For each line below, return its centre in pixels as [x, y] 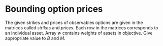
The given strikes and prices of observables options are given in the [74, 23]
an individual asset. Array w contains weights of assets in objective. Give [79, 33]
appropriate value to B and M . [35, 38]
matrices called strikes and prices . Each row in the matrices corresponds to [82, 27]
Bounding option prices [54, 9]
